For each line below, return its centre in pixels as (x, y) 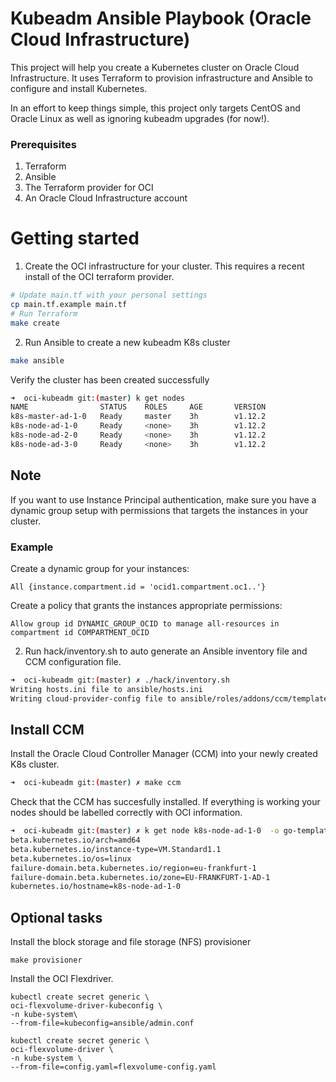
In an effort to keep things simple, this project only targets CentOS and (155, 108)
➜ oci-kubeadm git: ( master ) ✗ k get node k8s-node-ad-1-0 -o (145, 831)
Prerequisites (43, 144)
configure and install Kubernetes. (79, 88)
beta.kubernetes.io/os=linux (71, 858)
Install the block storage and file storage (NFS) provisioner (131, 942)
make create (35, 323)
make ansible (37, 360)
